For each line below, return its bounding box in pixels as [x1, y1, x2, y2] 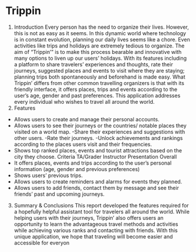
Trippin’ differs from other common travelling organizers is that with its [13, 79, 184, 86]
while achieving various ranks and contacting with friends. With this [13, 227, 178, 234]
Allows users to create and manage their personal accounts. [13, 115, 160, 122]
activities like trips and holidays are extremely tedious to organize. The [13, 42, 185, 49]
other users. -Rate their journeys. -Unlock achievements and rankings [13, 134, 183, 141]
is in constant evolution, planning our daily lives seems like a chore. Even [13, 36, 190, 43]
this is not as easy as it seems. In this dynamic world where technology [13, 29, 186, 36]
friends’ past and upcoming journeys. [13, 190, 105, 197]
